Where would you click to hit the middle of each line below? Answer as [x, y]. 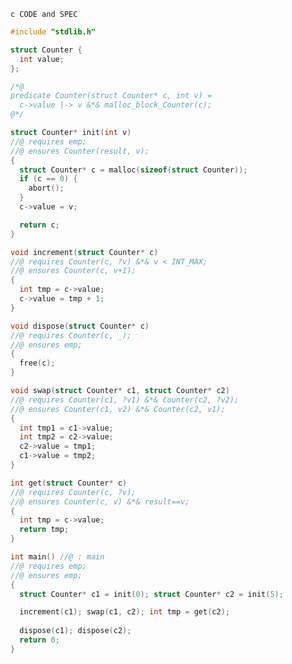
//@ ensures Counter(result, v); [80, 151]
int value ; [42, 59]
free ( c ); [37, 363]
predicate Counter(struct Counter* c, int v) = [111, 96]
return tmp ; [44, 530]
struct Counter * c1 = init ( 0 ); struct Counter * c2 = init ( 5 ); [151, 594]
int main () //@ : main [57, 557]
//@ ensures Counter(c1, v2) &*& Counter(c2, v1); [118, 409]
